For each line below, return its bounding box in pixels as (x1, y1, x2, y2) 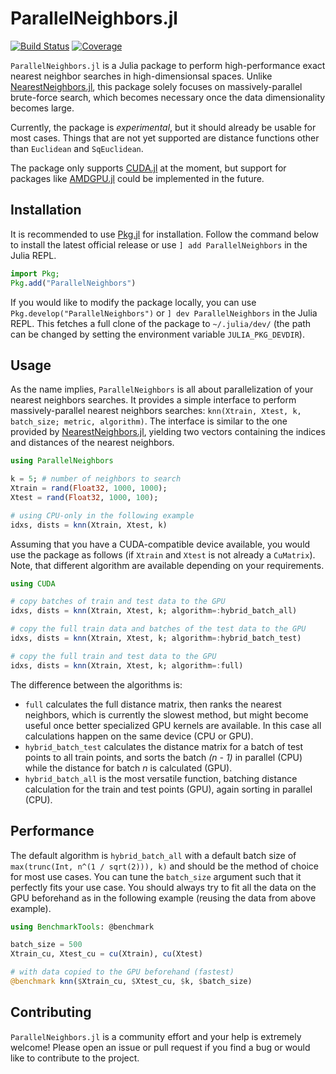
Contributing (10, 1004, 92, 1021)
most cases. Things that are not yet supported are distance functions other (10, 132, 320, 144)
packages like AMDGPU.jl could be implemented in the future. (10, 172, 265, 184)
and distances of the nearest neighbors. (10, 437, 175, 449)
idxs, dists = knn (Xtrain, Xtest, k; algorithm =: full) (10, 660, 244, 671)
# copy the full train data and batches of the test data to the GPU (10, 624, 307, 634)
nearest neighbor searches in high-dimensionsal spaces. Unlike (10, 70, 273, 82)
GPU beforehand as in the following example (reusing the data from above (10, 892, 317, 904)
